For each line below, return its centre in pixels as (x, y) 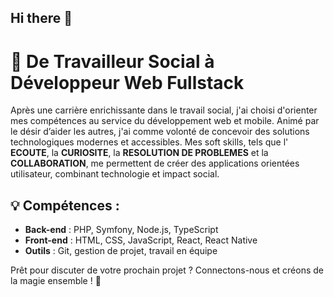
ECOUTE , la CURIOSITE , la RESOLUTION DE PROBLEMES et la (139, 153)
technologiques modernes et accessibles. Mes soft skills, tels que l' (149, 142)
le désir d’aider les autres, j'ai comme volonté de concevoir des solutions (160, 132)
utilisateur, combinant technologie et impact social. (115, 174)
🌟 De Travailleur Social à (112, 61)
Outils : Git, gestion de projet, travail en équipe (121, 251)
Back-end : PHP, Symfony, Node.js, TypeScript (121, 230)
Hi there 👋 (41, 18)
